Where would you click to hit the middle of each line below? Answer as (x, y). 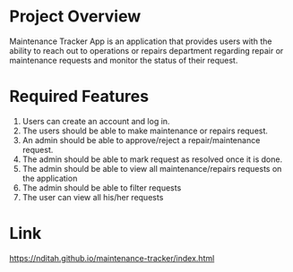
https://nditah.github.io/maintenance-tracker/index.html (112, 258)
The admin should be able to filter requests (102, 187)
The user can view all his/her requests (93, 197)
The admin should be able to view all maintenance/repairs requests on (152, 168)
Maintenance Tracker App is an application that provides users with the (141, 41)
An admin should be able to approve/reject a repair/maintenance (141, 140)
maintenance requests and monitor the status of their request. (124, 60)
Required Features (79, 97)
